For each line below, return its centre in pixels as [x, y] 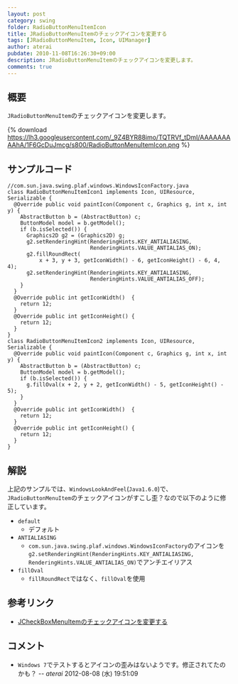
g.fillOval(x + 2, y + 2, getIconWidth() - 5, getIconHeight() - [125, 385]
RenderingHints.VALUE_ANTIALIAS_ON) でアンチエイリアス [110, 563]
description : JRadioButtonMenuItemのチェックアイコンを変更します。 [102, 60]
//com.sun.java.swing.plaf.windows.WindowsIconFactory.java [98, 186]
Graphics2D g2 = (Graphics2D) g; [76, 236]
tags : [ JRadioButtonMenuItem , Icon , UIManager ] [79, 40]
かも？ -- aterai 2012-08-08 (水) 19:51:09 [78, 673]
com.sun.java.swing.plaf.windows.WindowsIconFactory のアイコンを [126, 546]
